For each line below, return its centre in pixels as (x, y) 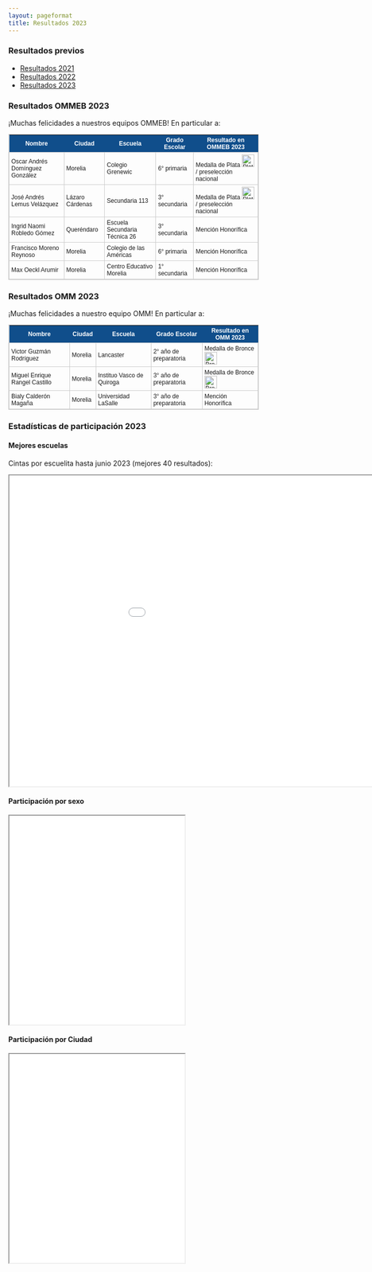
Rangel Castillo (31, 382)
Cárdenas (79, 205)
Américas (120, 256)
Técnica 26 (122, 237)
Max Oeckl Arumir (35, 270)
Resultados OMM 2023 (54, 297)
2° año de (166, 351)
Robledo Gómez (33, 233)
